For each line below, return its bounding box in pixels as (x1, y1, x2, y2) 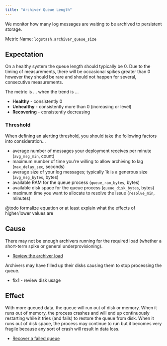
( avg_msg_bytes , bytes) (12, 174, 59, 180)
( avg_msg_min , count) (12, 153, 55, 159)
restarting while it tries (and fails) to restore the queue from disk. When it (5, 315, 154, 321)
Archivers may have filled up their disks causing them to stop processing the (5, 262, 162, 268)
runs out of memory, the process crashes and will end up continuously (5, 310, 150, 316)
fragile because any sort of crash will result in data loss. (5, 326, 120, 332)
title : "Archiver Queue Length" (5, 7, 72, 12)
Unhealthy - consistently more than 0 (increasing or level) (12, 104, 132, 110)
